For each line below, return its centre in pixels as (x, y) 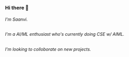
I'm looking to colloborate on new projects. (48, 49)
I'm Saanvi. (16, 19)
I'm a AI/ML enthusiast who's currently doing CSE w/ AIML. (65, 34)
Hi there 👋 (17, 8)
